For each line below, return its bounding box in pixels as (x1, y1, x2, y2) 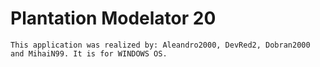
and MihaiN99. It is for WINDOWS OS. (10, 48, 168, 59)
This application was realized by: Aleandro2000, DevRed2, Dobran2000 (10, 40, 311, 50)
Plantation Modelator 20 (10, 7, 217, 30)
